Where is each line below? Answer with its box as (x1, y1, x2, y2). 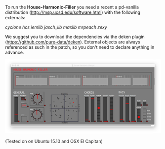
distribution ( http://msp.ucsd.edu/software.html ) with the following (5, 9, 141, 15)
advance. (5, 49, 24, 55)
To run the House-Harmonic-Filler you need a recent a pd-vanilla (5, 4, 139, 10)
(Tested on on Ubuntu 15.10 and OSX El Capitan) (5, 138, 103, 144)
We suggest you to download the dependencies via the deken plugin (5, 34, 145, 39)
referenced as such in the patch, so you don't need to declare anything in (5, 44, 155, 50)
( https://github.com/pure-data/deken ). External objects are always (5, 39, 140, 45)
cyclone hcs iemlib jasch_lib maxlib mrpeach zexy (5, 24, 107, 30)
